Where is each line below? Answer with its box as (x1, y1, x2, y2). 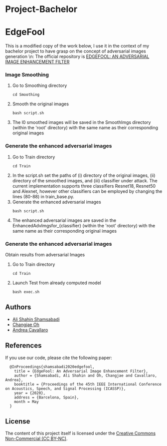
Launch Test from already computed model (12, 280, 101, 286)
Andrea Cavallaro (12, 327, 48, 333)
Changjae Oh (12, 321, 40, 328)
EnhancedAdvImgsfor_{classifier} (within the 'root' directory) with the (12, 222, 156, 228)
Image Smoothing (5, 71, 49, 78)
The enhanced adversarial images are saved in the (12, 217, 117, 223)
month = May (14, 399, 39, 404)
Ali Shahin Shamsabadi (12, 316, 60, 322)
